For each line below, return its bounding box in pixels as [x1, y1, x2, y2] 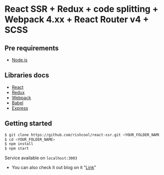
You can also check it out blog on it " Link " [11, 165, 96, 171]
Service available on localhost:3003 [4, 155, 77, 161]
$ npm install [4, 142, 34, 146]
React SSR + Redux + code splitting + [4, 3, 159, 15]
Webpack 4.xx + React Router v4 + [4, 14, 149, 25]
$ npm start [4, 146, 29, 151]
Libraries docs [4, 71, 49, 80]
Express [11, 105, 28, 111]
